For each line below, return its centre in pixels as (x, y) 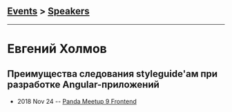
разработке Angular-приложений (84, 85)
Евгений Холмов (57, 49)
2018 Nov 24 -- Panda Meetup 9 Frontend (77, 101)
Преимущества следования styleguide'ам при (113, 74)
